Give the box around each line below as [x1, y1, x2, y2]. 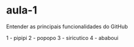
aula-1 [6, 4, 38, 17]
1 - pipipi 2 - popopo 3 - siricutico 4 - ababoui [6, 34, 119, 41]
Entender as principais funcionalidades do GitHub [6, 23, 128, 30]
